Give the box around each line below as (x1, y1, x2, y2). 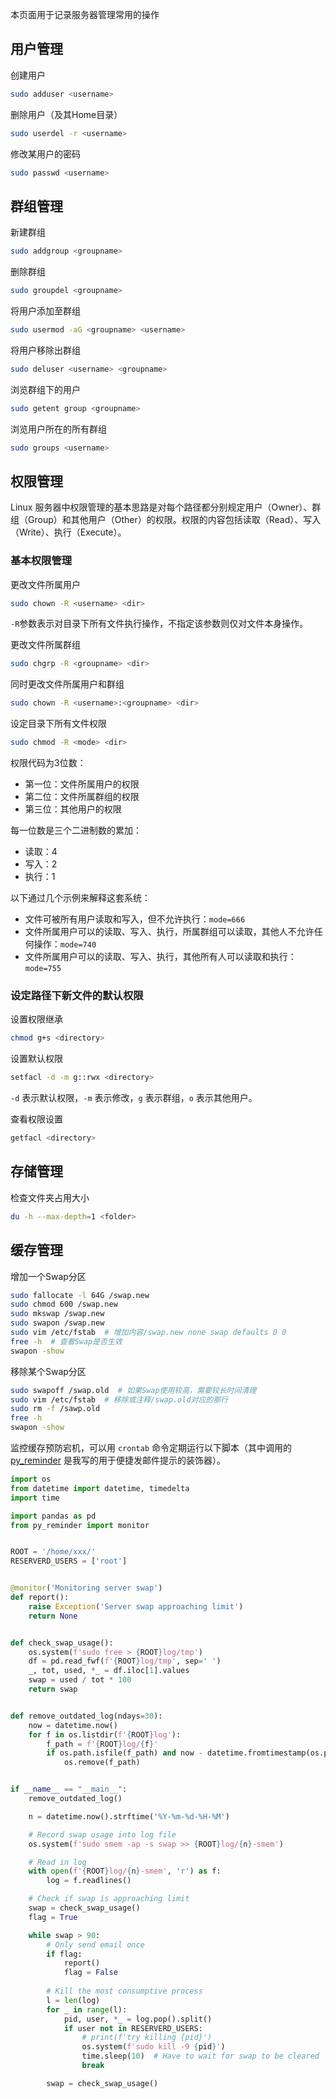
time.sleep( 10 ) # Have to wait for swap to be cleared (81, 2051, 320, 2062)
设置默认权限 (10, 1053, 63, 1065)
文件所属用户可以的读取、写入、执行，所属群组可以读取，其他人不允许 (24, 926, 315, 938)
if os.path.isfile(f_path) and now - (46, 1748, 203, 1758)
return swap (28, 1684, 78, 1695)
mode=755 (24, 964, 62, 974)
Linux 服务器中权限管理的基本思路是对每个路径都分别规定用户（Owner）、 (10, 501, 313, 513)
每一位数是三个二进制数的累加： (10, 824, 142, 837)
